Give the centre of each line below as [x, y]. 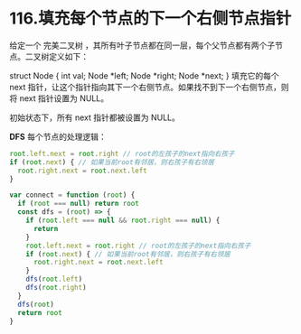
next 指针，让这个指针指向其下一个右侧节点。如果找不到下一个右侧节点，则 [149, 87]
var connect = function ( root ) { [72, 195]
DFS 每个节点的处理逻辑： [58, 136]
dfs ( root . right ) [56, 288]
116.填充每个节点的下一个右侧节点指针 [150, 19]
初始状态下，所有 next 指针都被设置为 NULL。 [95, 117]
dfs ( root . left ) [54, 279]
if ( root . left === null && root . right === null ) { [123, 221]
